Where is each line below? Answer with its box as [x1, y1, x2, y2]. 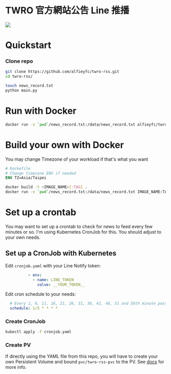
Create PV [5, 341, 32, 348]
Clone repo [5, 58, 33, 65]
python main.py [5, 88, 38, 93]
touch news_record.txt [5, 83, 53, 88]
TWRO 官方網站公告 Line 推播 [5, 5, 130, 16]
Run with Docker [5, 105, 77, 117]
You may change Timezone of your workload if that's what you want [5, 156, 149, 162]
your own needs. [5, 234, 41, 240]
